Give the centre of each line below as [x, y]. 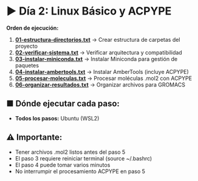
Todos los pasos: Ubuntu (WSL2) [57, 118]
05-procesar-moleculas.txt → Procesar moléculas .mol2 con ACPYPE [104, 78]
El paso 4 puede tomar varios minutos [63, 165]
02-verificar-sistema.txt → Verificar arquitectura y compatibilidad [98, 52]
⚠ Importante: [34, 137]
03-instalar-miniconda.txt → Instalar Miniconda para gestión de [96, 59]
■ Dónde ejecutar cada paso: [63, 104]
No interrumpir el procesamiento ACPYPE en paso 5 [80, 171]
